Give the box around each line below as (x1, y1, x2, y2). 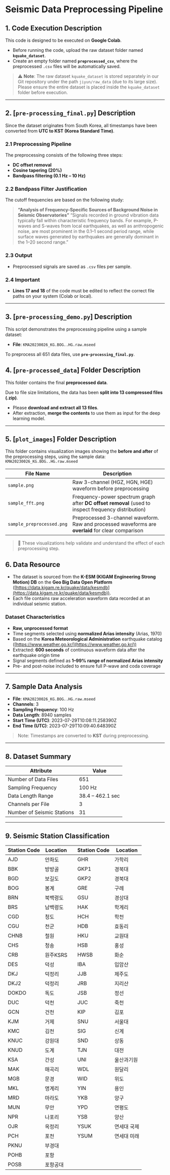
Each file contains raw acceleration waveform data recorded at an (12, 595, 150, 601)
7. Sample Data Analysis (5, 682, 82, 691)
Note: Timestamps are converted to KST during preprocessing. (17, 733, 149, 739)
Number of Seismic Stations (8, 809, 74, 816)
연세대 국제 (114, 1123, 140, 1130)
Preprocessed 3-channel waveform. (72, 515, 159, 522)
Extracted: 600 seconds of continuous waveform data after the (12, 647, 145, 653)
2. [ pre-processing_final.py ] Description (5, 109, 136, 117)
